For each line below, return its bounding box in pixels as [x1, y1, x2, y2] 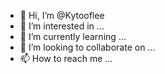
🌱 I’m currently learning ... [19, 31, 127, 42]
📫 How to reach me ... [19, 53, 113, 64]
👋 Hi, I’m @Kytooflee [19, 10, 105, 21]
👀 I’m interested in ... [19, 20, 105, 32]
